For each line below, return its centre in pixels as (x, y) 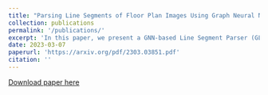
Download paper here (44, 82)
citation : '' (30, 60)
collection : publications (51, 23)
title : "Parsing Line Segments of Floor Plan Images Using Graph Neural (132, 15)
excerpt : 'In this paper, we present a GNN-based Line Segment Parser (128, 38)
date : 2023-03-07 (37, 45)
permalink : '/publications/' (57, 30)
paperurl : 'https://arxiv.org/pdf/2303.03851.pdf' (94, 52)
